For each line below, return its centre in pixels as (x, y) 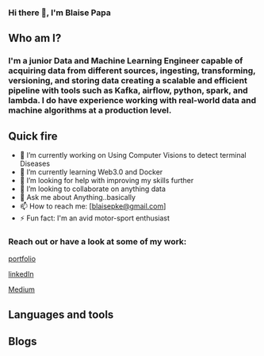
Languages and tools (61, 314)
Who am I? (35, 38)
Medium (22, 289)
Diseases (34, 164)
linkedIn (21, 274)
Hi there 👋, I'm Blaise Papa (59, 13)
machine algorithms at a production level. (90, 110)
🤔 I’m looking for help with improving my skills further (107, 181)
